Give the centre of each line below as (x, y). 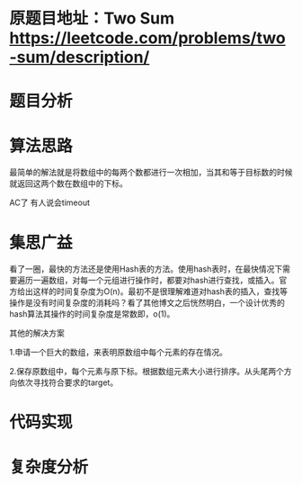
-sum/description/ (80, 57)
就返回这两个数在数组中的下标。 (68, 184)
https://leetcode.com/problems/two (147, 38)
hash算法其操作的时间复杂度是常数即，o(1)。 (92, 314)
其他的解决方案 (37, 333)
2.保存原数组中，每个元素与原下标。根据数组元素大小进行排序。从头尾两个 (147, 372)
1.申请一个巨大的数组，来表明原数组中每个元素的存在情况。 (118, 353)
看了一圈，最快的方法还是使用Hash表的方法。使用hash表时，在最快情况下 (146, 269)
